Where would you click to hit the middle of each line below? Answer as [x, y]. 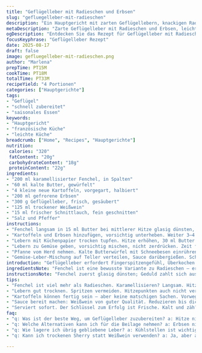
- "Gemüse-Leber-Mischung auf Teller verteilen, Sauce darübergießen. [96, 258]
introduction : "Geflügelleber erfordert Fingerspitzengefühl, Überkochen [101, 263]
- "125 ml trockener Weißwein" [45, 207]
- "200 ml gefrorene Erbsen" [43, 196]
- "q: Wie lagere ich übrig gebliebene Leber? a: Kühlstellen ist [91, 330]
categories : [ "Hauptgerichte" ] [45, 90]
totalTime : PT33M [28, 79]
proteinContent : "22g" [37, 168]
